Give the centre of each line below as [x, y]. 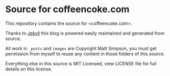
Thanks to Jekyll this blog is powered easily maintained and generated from [85, 33]
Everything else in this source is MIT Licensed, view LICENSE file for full [81, 63]
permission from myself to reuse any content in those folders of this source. [85, 54]
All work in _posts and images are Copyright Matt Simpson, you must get [81, 48]
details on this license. [29, 69]
